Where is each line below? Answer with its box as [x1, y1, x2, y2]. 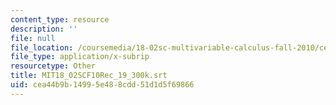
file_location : [10, 42, 74, 53]
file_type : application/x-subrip [10, 52, 150, 62]
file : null [10, 33, 56, 43]
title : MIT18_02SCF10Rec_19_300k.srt [10, 71, 168, 81]
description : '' [10, 24, 78, 34]
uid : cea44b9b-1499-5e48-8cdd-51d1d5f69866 [10, 80, 195, 90]
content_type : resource [10, 14, 110, 25]
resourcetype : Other [10, 61, 97, 71]
